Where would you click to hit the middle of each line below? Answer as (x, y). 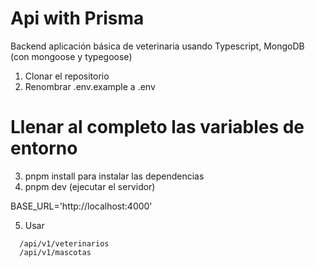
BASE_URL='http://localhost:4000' (81, 206)
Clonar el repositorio (67, 76)
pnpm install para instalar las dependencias (114, 176)
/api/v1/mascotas (55, 252)
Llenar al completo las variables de (157, 127)
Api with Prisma (77, 18)
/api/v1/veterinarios (64, 243)
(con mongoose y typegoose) (71, 56)
